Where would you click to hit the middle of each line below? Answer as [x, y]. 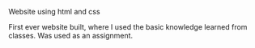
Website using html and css [54, 12]
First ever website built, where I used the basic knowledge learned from [128, 27]
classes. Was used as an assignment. [71, 36]
